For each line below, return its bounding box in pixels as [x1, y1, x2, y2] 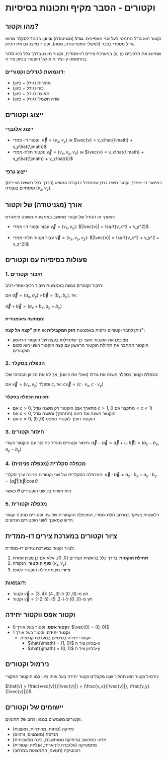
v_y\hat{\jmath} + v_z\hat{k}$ [12, 156, 73, 162]
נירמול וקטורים [5, 660, 49, 668]
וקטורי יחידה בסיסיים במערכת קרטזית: [20, 634, 92, 641]
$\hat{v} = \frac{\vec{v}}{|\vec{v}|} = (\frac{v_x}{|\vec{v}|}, [5, 683, 129, 689]
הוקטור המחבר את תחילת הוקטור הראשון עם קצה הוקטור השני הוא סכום [12, 342, 149, 348]
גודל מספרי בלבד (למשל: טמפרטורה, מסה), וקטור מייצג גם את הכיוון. [5, 41, 135, 47]
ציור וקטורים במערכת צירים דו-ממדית [5, 532, 117, 540]
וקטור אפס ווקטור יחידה [5, 611, 75, 619]
